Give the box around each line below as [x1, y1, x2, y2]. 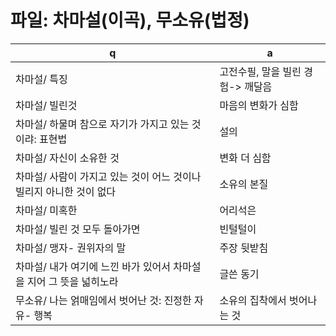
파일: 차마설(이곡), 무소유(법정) [10, 9, 250, 32]
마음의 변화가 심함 [219, 98, 299, 112]
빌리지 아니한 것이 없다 [15, 184, 117, 198]
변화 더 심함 [219, 151, 272, 165]
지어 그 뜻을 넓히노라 [27, 274, 119, 288]
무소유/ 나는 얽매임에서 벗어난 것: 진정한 [15, 293, 192, 307]
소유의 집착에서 [219, 293, 287, 307]
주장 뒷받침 [219, 241, 269, 255]
